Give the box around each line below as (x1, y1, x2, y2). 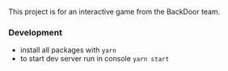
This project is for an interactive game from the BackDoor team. (8, 7, 221, 16)
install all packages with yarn (19, 45, 117, 55)
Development (8, 27, 63, 38)
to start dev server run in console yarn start (19, 54, 170, 64)
